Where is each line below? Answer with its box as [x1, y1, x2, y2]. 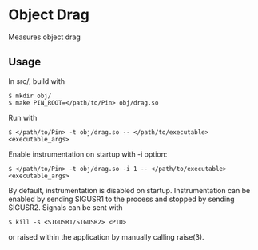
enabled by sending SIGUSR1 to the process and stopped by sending [8, 194, 235, 204]
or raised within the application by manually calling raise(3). [8, 232, 205, 241]
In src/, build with [8, 76, 65, 85]
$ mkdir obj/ [8, 92, 52, 100]
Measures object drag [8, 32, 81, 42]
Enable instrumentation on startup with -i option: [8, 149, 168, 159]
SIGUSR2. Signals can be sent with [8, 202, 123, 212]
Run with [8, 113, 38, 122]
